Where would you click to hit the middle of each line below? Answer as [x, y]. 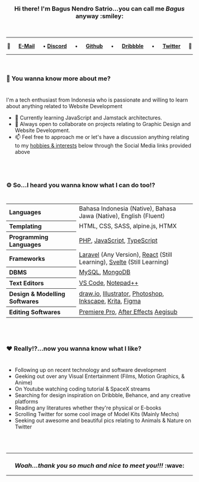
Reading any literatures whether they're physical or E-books [88, 408]
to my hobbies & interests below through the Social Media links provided [103, 146]
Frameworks [27, 259]
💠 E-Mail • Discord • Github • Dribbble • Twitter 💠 [99, 46]
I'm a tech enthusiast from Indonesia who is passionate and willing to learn [97, 100]
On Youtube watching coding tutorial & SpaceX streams [82, 389]
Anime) [23, 383]
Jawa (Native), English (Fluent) [122, 216]
